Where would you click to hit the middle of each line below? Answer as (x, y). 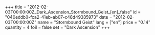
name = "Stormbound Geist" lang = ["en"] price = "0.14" (94, 22)
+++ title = (16, 7)
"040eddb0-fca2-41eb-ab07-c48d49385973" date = (59, 17)
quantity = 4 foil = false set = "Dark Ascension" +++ (57, 27)
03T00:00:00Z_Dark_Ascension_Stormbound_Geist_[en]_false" (68, 12)
